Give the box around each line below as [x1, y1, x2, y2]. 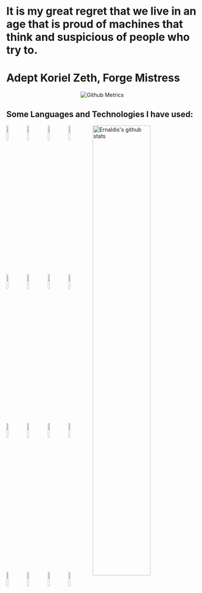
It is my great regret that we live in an [6, 4, 197, 18]
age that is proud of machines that [6, 17, 184, 31]
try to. [6, 43, 38, 57]
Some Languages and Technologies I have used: [6, 109, 193, 120]
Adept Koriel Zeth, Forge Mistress [6, 71, 181, 85]
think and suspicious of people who [6, 31, 190, 44]
